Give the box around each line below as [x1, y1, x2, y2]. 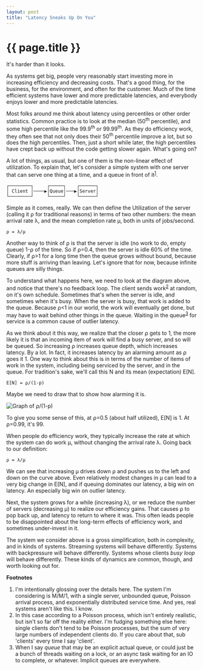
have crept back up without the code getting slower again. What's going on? [6, 145, 197, 152]
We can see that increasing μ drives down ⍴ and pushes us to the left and [6, 468, 190, 475]
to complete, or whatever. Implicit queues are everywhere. [15, 657, 161, 664]
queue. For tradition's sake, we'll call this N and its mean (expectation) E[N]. [6, 368, 196, 375]
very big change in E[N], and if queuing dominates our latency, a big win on [6, 480, 195, 488]
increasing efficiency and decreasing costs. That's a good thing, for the [6, 79, 185, 86]
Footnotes [6, 574, 33, 581]
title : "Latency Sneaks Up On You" [6, 15, 96, 21]
